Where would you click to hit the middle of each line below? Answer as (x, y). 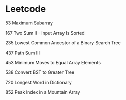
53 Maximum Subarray (29, 23)
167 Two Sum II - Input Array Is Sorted (45, 33)
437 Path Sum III (22, 53)
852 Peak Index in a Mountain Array (43, 92)
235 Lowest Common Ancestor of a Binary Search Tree (63, 43)
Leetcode (26, 9)
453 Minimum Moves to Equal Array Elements (53, 62)
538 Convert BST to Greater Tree (40, 72)
